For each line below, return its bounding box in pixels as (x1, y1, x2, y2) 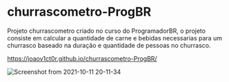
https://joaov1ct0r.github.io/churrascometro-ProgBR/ (7, 54, 157, 62)
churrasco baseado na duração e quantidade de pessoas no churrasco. (7, 41, 211, 49)
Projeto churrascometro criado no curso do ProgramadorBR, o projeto (7, 27, 206, 35)
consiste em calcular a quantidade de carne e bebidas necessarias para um (7, 33, 223, 42)
